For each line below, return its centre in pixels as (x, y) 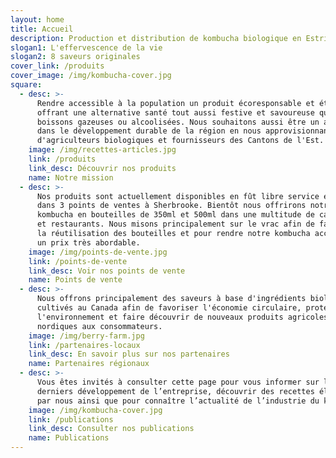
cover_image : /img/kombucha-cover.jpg (91, 76)
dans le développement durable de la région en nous (149, 131)
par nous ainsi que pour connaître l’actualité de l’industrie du (178, 401)
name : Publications (69, 438)
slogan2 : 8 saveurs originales (75, 57)
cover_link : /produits (57, 66)
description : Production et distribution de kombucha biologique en (156, 38)
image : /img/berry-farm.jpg (86, 336)
